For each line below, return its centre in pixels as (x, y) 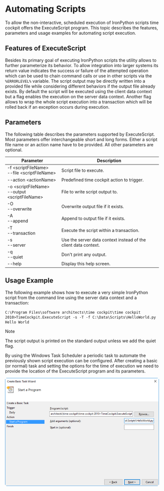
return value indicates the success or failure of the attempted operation (77, 70)
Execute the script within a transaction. (100, 231)
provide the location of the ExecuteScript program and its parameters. (75, 371)
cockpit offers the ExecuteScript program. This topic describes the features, (82, 27)
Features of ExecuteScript (46, 48)
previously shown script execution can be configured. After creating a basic (81, 360)
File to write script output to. (90, 191)
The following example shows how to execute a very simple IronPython (77, 292)
